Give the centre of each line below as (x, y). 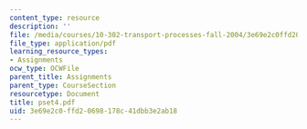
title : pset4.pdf (42, 102)
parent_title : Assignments (61, 77)
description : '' (40, 26)
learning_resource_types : (58, 52)
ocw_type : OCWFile (44, 69)
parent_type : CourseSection (63, 85)
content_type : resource (55, 18)
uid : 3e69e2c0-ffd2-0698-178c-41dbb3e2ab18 (94, 111)
